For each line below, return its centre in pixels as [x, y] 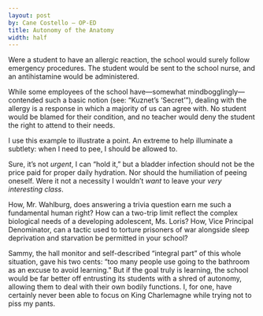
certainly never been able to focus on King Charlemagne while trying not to [130, 296]
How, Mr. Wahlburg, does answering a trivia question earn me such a [120, 205]
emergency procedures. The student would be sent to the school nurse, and [132, 69]
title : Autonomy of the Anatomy [61, 30]
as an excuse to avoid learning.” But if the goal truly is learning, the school [128, 270]
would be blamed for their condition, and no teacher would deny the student [132, 117]
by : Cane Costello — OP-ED [52, 23]
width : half [28, 37]
